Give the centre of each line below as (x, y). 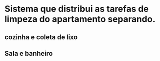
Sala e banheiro (29, 53)
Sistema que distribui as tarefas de (77, 9)
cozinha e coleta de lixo (41, 37)
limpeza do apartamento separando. (80, 19)
